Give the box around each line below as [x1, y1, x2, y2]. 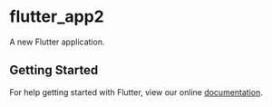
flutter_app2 [9, 6, 104, 27]
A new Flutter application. [9, 36, 105, 47]
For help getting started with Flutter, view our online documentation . [9, 86, 263, 97]
